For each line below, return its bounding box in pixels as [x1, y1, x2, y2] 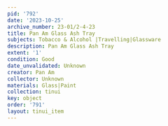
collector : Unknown [7, 75, 64, 83]
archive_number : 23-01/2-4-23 [7, 23, 96, 30]
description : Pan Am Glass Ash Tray [7, 43, 114, 50]
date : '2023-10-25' [7, 17, 64, 24]
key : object [7, 95, 42, 102]
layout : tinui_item [7, 108, 64, 115]
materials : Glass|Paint [7, 82, 77, 89]
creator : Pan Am [7, 69, 55, 76]
